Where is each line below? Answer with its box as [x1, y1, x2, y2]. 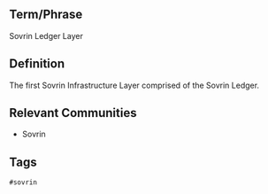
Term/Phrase [9, 7, 83, 22]
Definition [9, 57, 65, 72]
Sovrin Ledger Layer [9, 30, 84, 41]
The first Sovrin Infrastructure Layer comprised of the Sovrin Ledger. [9, 80, 259, 90]
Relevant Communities [9, 105, 137, 120]
